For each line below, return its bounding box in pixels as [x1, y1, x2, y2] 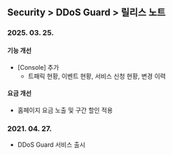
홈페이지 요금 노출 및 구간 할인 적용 [17, 105, 113, 114]
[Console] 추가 [17, 63, 60, 71]
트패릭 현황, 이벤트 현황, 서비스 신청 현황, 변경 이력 [27, 72, 166, 80]
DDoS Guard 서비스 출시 [17, 140, 85, 149]
